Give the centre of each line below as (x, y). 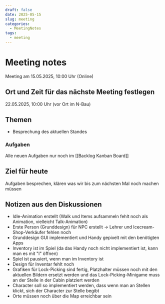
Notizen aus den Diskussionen (53, 204)
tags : (11, 33)
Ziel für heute (27, 171)
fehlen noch (59, 232)
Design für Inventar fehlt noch (43, 264)
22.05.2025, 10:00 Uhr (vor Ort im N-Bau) (48, 104)
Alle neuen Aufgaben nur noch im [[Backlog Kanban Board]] (67, 155)
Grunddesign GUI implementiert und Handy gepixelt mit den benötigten (86, 237)
